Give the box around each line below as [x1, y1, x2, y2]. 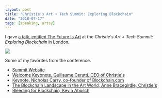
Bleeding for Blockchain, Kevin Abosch [12, 88, 90, 94]
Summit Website [12, 67, 45, 73]
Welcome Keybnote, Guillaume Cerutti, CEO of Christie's [12, 72, 125, 78]
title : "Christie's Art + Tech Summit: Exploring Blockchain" [5, 12, 133, 16]
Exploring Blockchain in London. [5, 39, 70, 45]
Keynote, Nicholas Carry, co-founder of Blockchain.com [12, 77, 124, 83]
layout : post [5, 7, 32, 12]
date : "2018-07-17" [5, 16, 45, 21]
